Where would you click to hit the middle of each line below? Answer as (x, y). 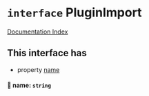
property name (38, 69)
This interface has (47, 53)
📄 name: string (29, 85)
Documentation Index (38, 32)
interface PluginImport (74, 13)
